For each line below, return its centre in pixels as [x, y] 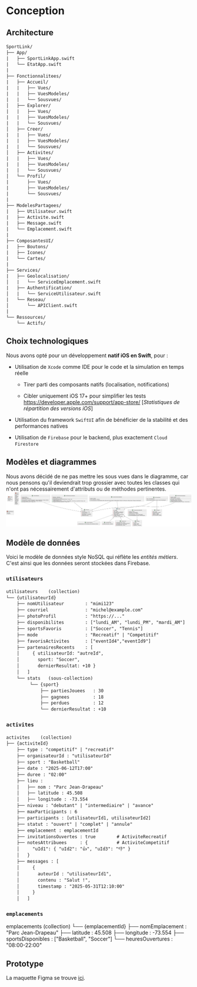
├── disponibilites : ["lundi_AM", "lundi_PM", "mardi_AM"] [101, 623]
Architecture [30, 33]
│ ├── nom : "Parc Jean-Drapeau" [60, 787]
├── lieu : [30, 781]
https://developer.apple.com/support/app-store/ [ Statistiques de [102, 402]
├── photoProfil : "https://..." [71, 616]
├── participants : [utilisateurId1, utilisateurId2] [84, 818]
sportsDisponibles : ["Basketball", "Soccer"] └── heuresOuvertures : [90, 939]
